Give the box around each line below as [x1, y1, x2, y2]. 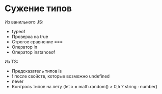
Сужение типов [4, 3, 72, 14]
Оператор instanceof [11, 49, 55, 55]
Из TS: [4, 58, 18, 64]
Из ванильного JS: [4, 19, 44, 25]
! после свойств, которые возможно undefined [11, 73, 110, 79]
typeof [11, 28, 26, 34]
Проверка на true [11, 34, 49, 39]
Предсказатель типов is [11, 68, 62, 74]
